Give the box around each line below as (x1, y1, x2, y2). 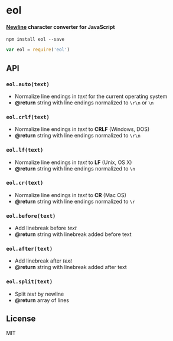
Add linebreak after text (14, 257, 73, 264)
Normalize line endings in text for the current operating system (14, 93, 168, 100)
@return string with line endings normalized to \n (14, 165, 136, 172)
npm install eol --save (6, 37, 65, 42)
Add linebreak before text (14, 225, 77, 232)
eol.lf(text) (6, 147, 44, 153)
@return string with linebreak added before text (14, 231, 132, 238)
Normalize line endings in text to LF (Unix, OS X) (14, 159, 132, 166)
